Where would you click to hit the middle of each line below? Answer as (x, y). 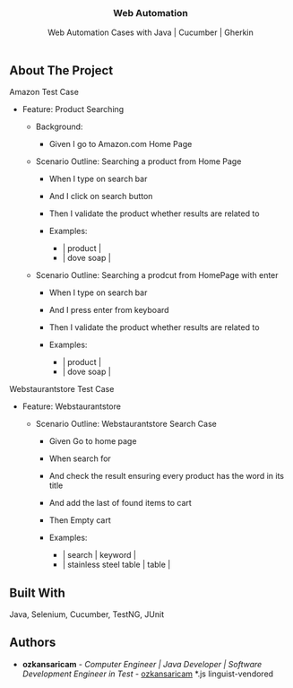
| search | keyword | (99, 555)
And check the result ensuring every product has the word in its (167, 476)
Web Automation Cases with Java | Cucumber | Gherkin (151, 32)
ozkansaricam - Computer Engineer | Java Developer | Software (142, 664)
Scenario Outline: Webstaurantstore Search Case (126, 424)
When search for (80, 458)
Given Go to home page (93, 441)
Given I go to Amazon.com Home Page (121, 144)
